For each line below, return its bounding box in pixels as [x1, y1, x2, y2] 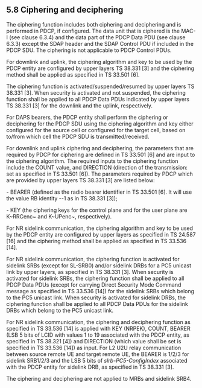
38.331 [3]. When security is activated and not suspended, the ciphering [6, 89, 186, 96]
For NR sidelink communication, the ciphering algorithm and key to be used [6, 224, 194, 232]
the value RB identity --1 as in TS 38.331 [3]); [6, 194, 118, 202]
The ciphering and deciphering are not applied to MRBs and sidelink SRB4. [6, 375, 192, 382]
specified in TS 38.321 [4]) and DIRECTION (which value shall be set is [6, 337, 181, 345]
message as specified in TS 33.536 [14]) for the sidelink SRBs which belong [6, 287, 195, 294]
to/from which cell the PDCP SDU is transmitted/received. [6, 133, 150, 140]
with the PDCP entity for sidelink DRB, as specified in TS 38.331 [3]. [6, 363, 174, 371]
